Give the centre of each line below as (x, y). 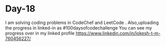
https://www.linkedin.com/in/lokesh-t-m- (118, 33)
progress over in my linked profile (40, 33)
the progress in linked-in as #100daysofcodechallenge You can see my (79, 27)
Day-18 (20, 9)
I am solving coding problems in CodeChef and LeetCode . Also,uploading (82, 22)
